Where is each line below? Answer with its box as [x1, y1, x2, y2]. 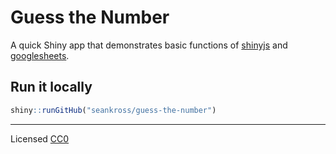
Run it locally [10, 79, 93, 96]
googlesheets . [10, 49, 70, 61]
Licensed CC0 [10, 132, 70, 145]
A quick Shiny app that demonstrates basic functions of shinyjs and [10, 39, 288, 51]
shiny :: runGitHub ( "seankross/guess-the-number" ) [10, 105, 217, 115]
